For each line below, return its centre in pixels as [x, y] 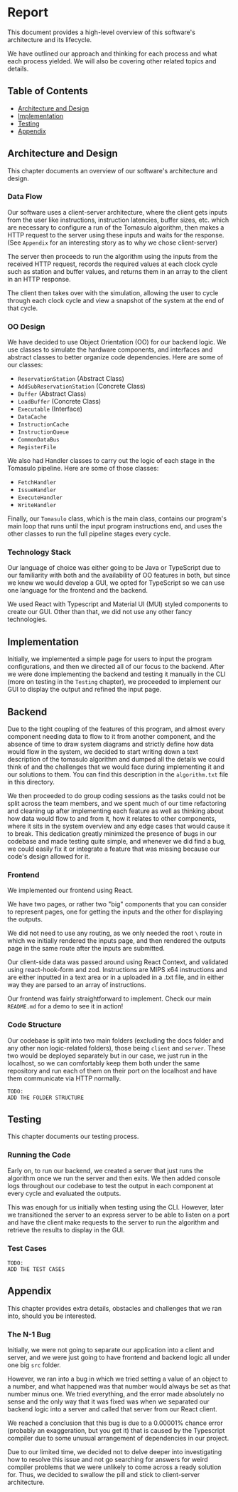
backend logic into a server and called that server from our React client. [113, 1409]
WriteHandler [37, 506]
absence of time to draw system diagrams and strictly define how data [111, 744]
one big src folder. [34, 1365]
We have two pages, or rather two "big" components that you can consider [117, 904]
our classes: [25, 365]
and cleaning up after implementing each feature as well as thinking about [115, 811]
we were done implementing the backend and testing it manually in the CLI [117, 674]
